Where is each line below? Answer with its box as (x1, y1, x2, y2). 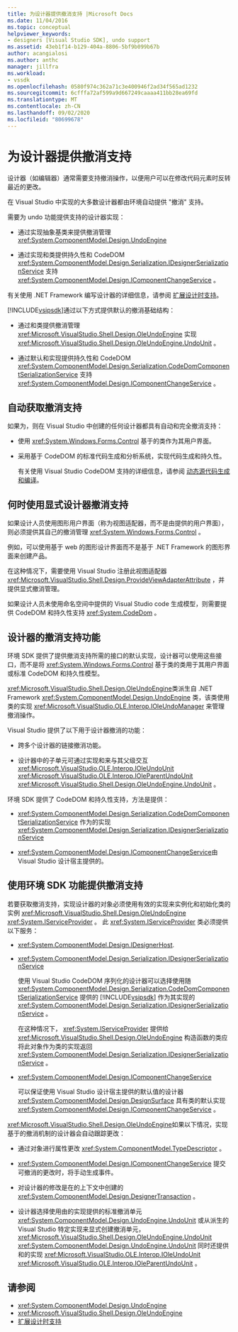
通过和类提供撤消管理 (17, 321, 80, 329)
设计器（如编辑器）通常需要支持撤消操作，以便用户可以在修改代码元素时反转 (7, 173, 231, 182)
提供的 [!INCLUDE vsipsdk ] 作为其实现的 (79, 993, 195, 1001)
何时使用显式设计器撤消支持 (7, 498, 129, 511)
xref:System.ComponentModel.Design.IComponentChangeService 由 (17, 848, 218, 856)
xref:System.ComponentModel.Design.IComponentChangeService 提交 (17, 1159, 226, 1167)
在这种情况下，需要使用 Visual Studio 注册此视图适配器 (7, 567, 167, 576)
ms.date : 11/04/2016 (7, 17, 69, 24)
